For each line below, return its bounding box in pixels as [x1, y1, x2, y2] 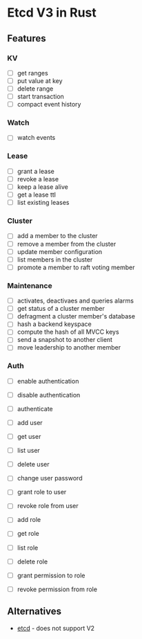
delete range [17, 84, 54, 93]
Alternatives [7, 606, 62, 618]
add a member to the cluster [17, 232, 98, 240]
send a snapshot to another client [17, 336, 112, 344]
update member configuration [17, 247, 103, 255]
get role [17, 530, 40, 538]
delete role [17, 557, 48, 566]
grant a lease [17, 167, 55, 175]
